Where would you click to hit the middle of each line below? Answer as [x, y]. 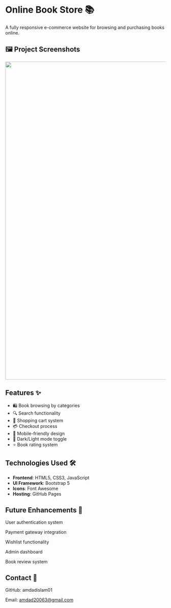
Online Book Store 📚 [50, 10]
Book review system [26, 562]
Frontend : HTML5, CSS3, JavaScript [51, 478]
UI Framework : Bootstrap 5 [41, 483]
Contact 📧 [21, 578]
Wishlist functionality [27, 542]
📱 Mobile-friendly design [39, 433]
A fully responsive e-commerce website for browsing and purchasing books [85, 27]
